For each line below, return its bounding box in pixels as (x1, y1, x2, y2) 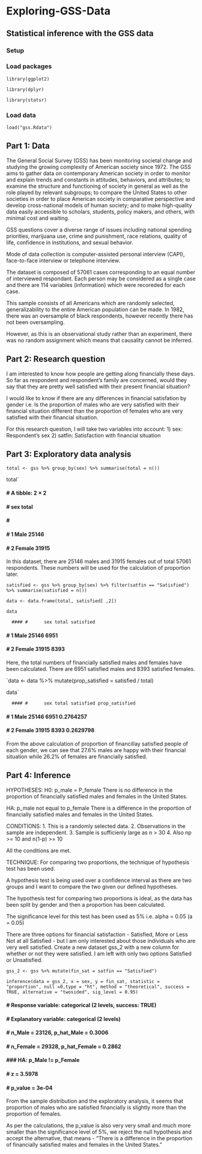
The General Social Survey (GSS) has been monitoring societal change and (6, 156, 192, 164)
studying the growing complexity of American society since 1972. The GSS (6, 163, 191, 170)
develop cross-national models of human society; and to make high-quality (6, 202, 192, 209)
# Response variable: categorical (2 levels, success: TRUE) (6, 1002, 157, 1009)
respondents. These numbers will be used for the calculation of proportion (6, 564, 191, 572)
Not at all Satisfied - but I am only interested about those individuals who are (6, 937, 196, 944)
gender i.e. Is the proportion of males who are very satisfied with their (6, 401, 179, 408)
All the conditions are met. (6, 847, 71, 854)
